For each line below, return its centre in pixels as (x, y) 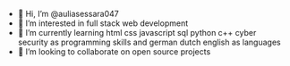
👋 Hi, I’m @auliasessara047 (68, 14)
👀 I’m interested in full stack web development (103, 23)
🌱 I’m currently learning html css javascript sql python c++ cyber (137, 33)
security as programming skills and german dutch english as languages (149, 42)
